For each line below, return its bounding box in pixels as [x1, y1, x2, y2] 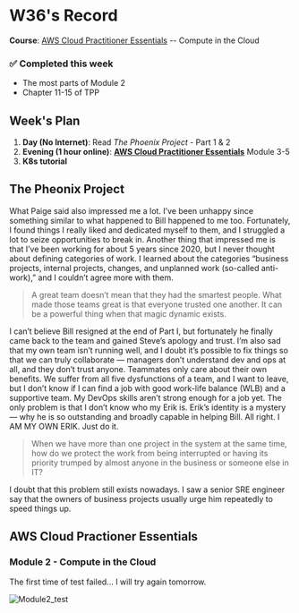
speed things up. [9, 503, 72, 514]
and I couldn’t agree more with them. [38, 272, 175, 283]
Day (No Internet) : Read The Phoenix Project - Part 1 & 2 [21, 137, 231, 148]
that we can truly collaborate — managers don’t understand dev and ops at [9, 354, 286, 365]
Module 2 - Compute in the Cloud [9, 556, 157, 568]
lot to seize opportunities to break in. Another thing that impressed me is [9, 234, 276, 244]
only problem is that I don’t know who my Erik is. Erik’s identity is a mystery [9, 402, 286, 413]
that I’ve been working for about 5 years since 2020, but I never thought [9, 243, 275, 254]
